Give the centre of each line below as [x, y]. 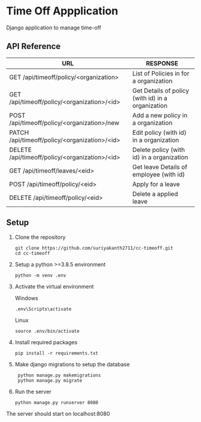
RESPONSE [162, 63]
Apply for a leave [156, 184]
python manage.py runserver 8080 [57, 402]
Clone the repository [40, 237]
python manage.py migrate [50, 380]
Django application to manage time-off [54, 28]
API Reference [33, 46]
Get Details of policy [161, 90]
